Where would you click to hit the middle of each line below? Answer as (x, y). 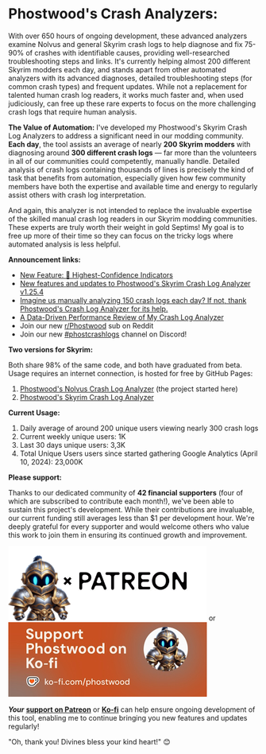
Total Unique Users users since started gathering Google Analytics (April (139, 453)
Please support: (35, 477)
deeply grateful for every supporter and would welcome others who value (129, 527)
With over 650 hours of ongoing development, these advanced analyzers (128, 36)
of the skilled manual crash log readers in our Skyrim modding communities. (133, 219)
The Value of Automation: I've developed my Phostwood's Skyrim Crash (128, 127)
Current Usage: (34, 412)
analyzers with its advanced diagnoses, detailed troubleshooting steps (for (130, 78)
